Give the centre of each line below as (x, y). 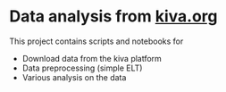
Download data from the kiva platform (92, 58)
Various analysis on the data (74, 77)
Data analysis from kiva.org (113, 17)
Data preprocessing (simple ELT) (82, 68)
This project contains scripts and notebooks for (96, 41)
